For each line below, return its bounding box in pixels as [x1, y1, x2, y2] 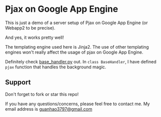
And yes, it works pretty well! [5, 34, 64, 40]
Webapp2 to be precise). [5, 25, 56, 30]
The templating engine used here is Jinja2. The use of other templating [5, 44, 149, 50]
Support [5, 78, 31, 87]
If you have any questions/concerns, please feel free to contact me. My [5, 101, 150, 107]
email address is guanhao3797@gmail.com [5, 106, 93, 112]
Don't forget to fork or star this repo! [5, 91, 79, 97]
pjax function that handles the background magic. [5, 64, 107, 70]
